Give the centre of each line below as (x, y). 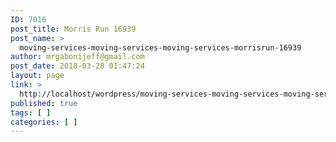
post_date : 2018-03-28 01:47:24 (77, 66)
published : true (44, 103)
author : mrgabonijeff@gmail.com (77, 57)
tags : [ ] (31, 112)
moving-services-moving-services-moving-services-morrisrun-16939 (160, 47)
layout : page (37, 76)
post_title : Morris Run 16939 (73, 29)
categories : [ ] (44, 122)
